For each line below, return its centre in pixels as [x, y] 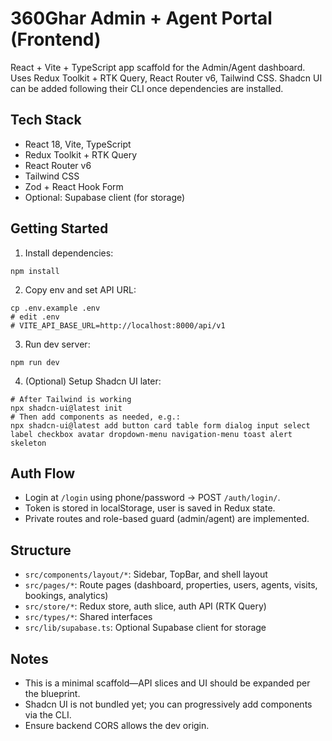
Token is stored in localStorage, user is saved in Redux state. [150, 508]
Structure [41, 550]
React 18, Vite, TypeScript [78, 144]
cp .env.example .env [55, 308]
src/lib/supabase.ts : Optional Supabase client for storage [145, 628]
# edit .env [35, 317]
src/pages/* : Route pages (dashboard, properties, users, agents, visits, [171, 585]
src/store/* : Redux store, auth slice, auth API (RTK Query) [145, 606]
